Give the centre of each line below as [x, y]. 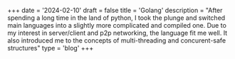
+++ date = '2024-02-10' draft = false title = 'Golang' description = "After [115, 10]
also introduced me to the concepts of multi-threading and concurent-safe [117, 41]
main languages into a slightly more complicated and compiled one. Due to [117, 25]
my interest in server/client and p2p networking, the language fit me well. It [117, 33]
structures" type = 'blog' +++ [51, 48]
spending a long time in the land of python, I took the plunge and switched [116, 18]
